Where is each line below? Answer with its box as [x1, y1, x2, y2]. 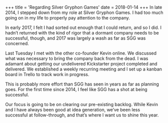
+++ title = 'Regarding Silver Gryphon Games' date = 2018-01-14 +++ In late [5, 4, 162, 10]
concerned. [5, 40, 29, 46]
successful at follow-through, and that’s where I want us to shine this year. [5, 112, 159, 118]
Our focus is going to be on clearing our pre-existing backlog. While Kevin [5, 101, 158, 107]
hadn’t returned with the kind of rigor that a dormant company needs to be [5, 30, 159, 35]
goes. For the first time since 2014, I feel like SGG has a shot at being [5, 86, 148, 92]
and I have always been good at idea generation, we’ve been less [5, 107, 140, 112]
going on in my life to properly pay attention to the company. [5, 15, 130, 20]
